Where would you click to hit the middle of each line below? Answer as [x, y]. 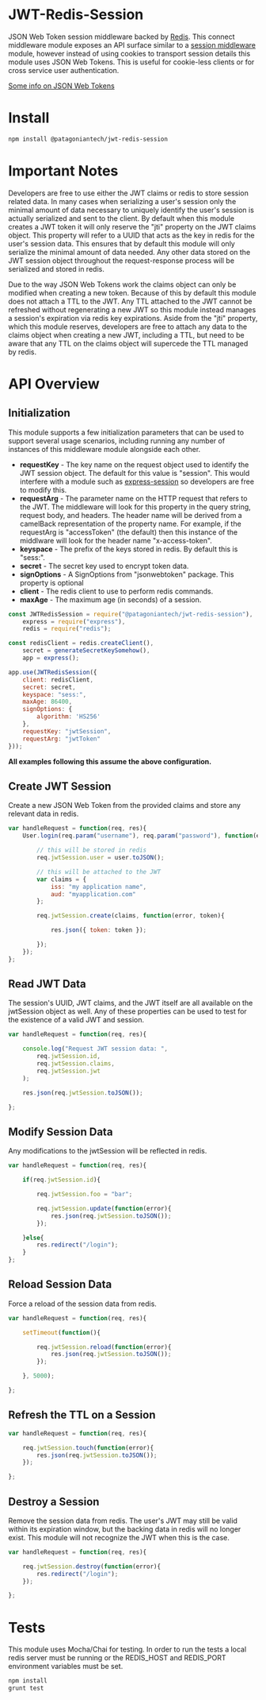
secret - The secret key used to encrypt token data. [104, 566]
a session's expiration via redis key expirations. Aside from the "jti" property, [133, 318]
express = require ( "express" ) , [74, 621]
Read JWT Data [47, 984]
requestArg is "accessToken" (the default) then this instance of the [129, 532]
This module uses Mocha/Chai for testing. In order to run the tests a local [127, 1649]
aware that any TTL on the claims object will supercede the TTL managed [128, 343]
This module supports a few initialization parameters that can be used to [126, 432]
